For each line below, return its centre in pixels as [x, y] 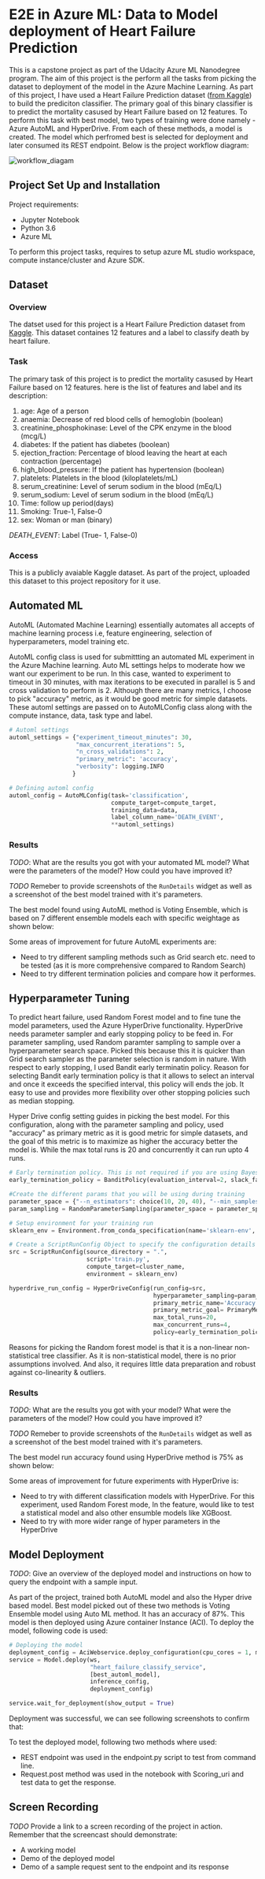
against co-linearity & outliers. [58, 1372]
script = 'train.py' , [118, 1259]
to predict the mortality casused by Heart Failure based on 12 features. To [128, 111]
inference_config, [120, 1682]
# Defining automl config [51, 788]
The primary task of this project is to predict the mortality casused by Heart [131, 378]
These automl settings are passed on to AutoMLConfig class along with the [131, 706]
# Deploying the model [46, 1646]
